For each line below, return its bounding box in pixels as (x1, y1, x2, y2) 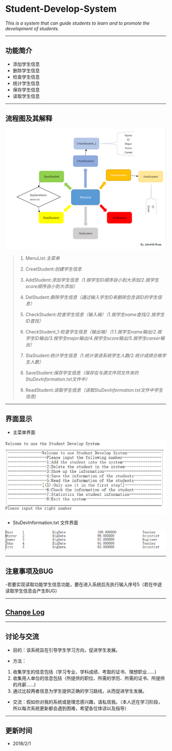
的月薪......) (12, 681, 36, 687)
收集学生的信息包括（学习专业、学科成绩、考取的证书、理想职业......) (12, 669, 157, 675)
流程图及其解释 (5, 114, 53, 123)
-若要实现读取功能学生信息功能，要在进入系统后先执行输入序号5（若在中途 (5, 581, 162, 588)
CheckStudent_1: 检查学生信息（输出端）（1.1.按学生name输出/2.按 (25, 329, 162, 335)
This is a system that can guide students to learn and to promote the (5, 20, 150, 26)
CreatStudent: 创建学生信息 (25, 266, 82, 272)
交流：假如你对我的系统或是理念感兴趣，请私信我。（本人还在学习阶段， (12, 699, 163, 705)
